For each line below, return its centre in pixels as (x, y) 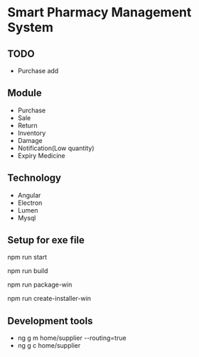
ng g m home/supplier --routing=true (72, 338)
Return (27, 125)
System (31, 27)
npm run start (27, 257)
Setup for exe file (46, 240)
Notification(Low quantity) (56, 148)
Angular (29, 195)
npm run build (28, 271)
